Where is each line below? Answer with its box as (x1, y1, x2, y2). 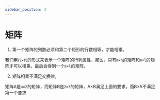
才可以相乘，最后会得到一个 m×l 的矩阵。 (9, 63, 88, 68)
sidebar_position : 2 (5, 7, 47, 12)
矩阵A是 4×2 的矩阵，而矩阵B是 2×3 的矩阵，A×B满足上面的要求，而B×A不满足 (5, 83, 156, 89)
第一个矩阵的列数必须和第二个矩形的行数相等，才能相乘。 (12, 47, 127, 52)
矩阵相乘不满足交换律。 (12, 73, 59, 79)
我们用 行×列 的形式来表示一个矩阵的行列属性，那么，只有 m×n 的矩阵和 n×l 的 (5, 57, 151, 63)
